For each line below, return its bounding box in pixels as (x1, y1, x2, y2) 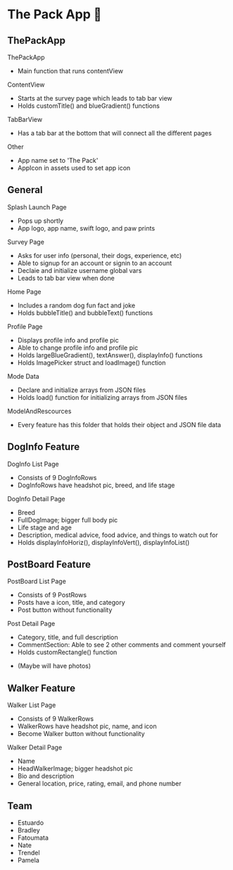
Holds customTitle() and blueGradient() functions (17, 102, 160, 110)
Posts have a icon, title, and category (17, 599, 125, 607)
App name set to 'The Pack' (17, 157, 99, 164)
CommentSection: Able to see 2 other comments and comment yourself (17, 641, 227, 649)
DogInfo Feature (7, 441, 80, 453)
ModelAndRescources (7, 407, 72, 415)
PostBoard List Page (7, 577, 67, 586)
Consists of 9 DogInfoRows (17, 473, 97, 482)
